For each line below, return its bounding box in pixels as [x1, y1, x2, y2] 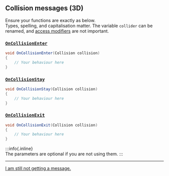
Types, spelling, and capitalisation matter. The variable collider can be [5, 23, 153, 29]
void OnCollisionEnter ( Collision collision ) [5, 51, 100, 56]
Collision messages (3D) [5, 4, 84, 13]
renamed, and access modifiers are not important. [5, 28, 109, 34]
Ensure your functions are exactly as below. [5, 17, 96, 23]
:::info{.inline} [5, 145, 33, 152]
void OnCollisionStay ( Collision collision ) [5, 86, 98, 92]
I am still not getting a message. [5, 165, 71, 171]
